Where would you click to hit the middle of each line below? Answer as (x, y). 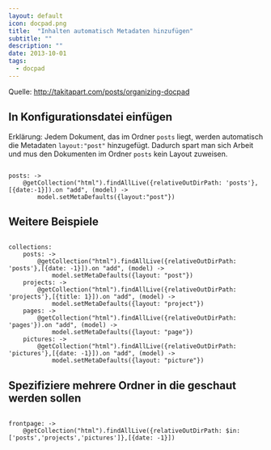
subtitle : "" (30, 38)
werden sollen (45, 398)
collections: (30, 248)
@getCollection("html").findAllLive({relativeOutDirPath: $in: (132, 431)
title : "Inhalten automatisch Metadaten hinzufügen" (101, 31)
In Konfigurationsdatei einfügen (90, 117)
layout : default (36, 16)
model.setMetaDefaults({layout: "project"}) (128, 304)
